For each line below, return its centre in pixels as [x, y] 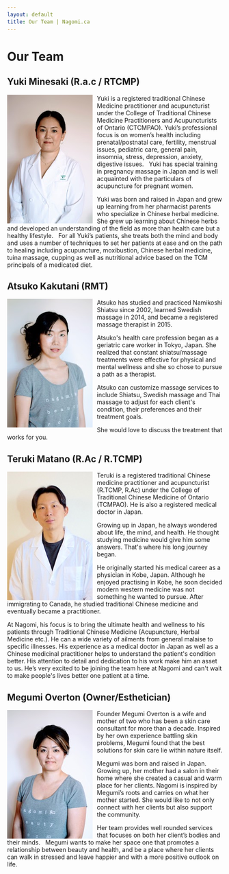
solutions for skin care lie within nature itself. [160, 750]
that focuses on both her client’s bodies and [159, 835]
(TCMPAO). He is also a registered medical [157, 505]
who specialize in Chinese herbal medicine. [158, 213]
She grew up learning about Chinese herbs [157, 221]
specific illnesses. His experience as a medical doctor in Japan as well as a [113, 647]
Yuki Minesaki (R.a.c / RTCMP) [73, 82]
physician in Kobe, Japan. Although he [151, 575]
